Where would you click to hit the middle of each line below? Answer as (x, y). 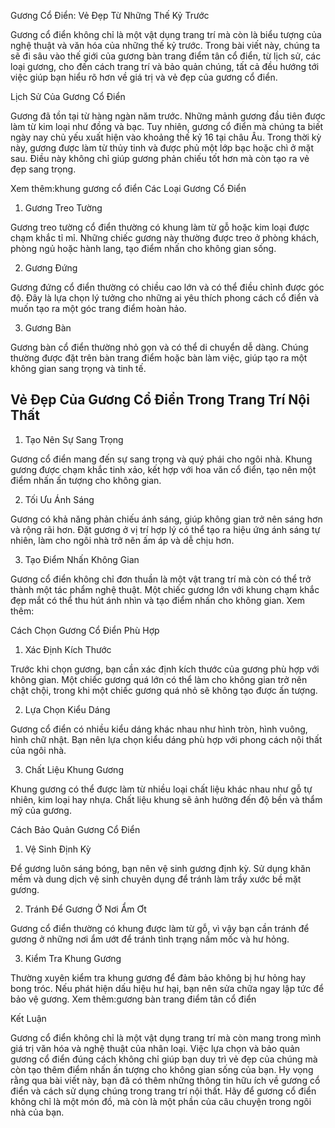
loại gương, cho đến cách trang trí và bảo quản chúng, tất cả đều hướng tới (165, 66)
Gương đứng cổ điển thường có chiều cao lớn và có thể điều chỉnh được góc (167, 287)
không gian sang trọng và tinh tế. (78, 368)
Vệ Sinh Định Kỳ (58, 849)
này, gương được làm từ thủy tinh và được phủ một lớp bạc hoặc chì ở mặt (162, 148)
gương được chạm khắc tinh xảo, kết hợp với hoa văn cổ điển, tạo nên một (163, 469)
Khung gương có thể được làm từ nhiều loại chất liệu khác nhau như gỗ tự (161, 789)
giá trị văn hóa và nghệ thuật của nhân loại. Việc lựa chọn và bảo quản (155, 1048)
